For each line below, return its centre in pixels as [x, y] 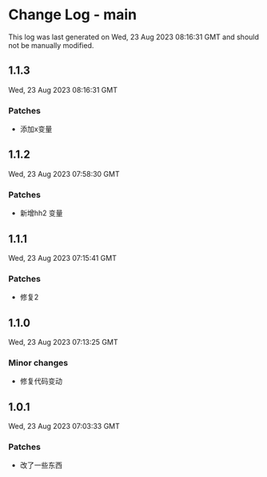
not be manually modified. [51, 45]
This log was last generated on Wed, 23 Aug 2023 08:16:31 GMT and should [134, 37]
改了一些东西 [41, 465]
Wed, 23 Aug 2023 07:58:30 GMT [64, 174]
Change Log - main [73, 15]
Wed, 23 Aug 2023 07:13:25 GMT [63, 343]
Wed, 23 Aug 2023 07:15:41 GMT [63, 258]
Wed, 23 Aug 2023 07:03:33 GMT [64, 427]
